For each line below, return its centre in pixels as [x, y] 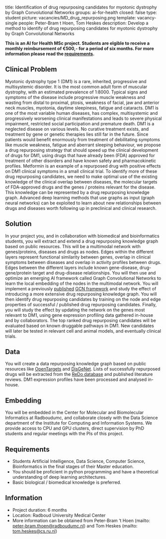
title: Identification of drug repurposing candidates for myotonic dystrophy [81, 7]
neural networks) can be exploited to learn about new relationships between [83, 203]
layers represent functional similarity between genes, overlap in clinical [78, 257]
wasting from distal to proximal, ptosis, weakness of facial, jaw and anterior [82, 102]
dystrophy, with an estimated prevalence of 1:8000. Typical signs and [76, 92]
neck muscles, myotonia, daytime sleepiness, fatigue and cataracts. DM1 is [82, 108]
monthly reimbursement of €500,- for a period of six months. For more [80, 48]
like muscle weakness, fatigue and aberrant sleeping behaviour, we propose [83, 145]
